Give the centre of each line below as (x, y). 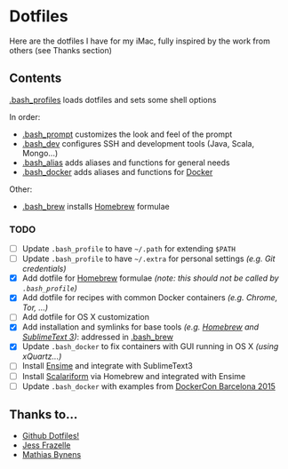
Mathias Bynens (52, 455)
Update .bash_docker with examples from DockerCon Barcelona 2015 (148, 386)
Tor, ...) (35, 307)
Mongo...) (40, 153)
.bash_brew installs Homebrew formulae (96, 206)
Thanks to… (44, 415)
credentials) (44, 269)
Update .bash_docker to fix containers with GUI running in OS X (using (150, 346)
